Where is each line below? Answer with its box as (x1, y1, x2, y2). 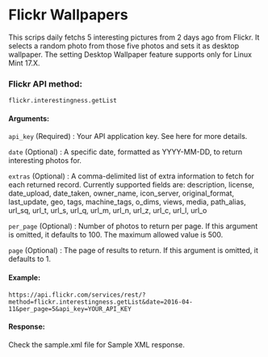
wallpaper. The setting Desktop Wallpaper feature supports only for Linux (8, 49, 253, 59)
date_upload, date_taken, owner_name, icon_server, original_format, (8, 188, 235, 199)
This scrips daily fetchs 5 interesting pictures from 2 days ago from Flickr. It (8, 32, 260, 42)
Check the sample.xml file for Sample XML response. (8, 339, 186, 349)
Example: (8, 273, 41, 283)
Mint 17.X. (8, 58, 40, 68)
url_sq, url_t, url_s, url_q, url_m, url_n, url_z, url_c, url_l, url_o (8, 206, 207, 216)
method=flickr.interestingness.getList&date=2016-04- (8, 297, 194, 306)
